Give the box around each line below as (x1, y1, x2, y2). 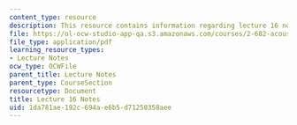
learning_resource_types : (9, 46, 104, 55)
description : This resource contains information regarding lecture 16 (9, 21, 278, 30)
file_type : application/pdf (9, 37, 113, 47)
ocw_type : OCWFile (9, 62, 77, 71)
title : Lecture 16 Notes (9, 94, 101, 104)
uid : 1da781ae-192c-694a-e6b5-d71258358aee (9, 103, 172, 112)
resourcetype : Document (9, 86, 97, 95)
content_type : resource (9, 12, 97, 22)
